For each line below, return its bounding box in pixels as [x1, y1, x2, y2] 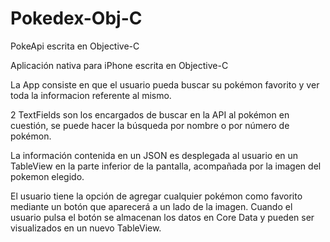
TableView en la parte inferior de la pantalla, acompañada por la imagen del [10, 160, 322, 172]
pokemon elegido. [10, 170, 85, 182]
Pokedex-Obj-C [10, 7, 143, 30]
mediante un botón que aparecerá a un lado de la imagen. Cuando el [10, 200, 293, 212]
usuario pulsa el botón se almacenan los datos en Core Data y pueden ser [10, 211, 315, 223]
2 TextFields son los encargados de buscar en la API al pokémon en [10, 108, 290, 121]
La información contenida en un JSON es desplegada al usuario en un [10, 149, 299, 161]
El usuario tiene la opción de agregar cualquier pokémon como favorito [10, 190, 303, 202]
